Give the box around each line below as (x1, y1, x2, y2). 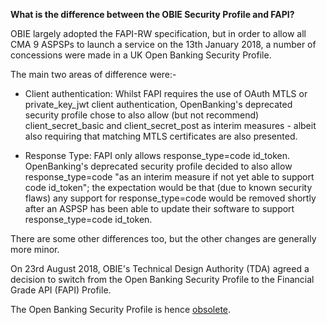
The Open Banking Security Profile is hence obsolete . (10, 304, 232, 315)
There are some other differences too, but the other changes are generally (10, 233, 317, 244)
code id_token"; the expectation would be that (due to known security (24, 182, 313, 193)
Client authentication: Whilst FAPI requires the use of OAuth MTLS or (24, 88, 308, 99)
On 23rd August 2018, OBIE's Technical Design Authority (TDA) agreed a (10, 263, 310, 274)
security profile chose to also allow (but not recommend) (24, 109, 260, 121)
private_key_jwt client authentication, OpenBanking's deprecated (24, 99, 293, 110)
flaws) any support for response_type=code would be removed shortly (24, 192, 317, 204)
